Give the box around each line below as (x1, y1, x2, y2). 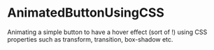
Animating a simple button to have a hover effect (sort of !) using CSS (7, 28, 208, 36)
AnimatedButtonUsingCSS (7, 5, 164, 21)
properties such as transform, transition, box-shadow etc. (7, 35, 173, 43)
